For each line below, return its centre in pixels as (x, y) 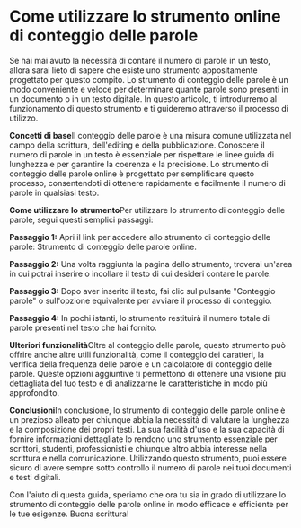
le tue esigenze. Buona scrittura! (69, 514)
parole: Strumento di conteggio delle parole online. (103, 246)
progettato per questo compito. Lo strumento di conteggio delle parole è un (149, 79)
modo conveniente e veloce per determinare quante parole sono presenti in (149, 89)
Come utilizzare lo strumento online (145, 17)
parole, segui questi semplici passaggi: (81, 219)
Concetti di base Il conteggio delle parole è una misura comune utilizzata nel (150, 135)
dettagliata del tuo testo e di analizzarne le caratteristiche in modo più (138, 383)
